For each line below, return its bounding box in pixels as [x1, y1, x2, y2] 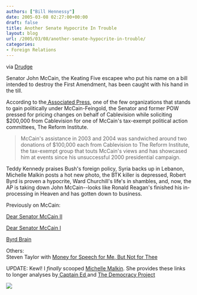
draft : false [6, 19, 38, 25]
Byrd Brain [6, 236, 32, 243]
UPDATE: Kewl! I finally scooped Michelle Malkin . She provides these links [6, 264, 186, 271]
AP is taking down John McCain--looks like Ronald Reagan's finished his [6, 184, 182, 191]
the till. [6, 87, 22, 94]
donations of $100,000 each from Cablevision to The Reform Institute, [20, 141, 190, 148]
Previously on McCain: [6, 201, 61, 208]
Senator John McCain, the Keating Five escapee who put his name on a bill [6, 74, 188, 81]
